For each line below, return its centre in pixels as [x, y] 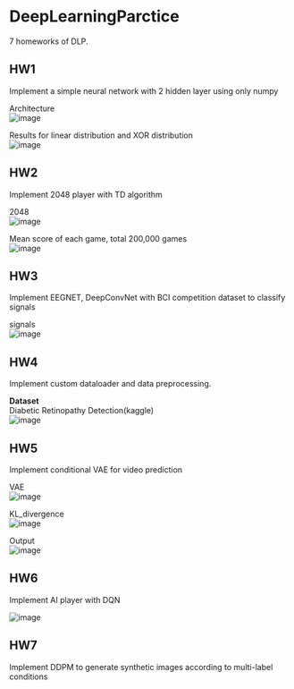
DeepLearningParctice [95, 17]
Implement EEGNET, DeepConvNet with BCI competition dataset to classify [147, 298]
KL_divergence [37, 514]
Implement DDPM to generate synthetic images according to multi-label [141, 667]
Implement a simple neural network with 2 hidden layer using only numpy [144, 90]
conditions [29, 676]
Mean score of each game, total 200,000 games [98, 238]
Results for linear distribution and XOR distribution [101, 135]
